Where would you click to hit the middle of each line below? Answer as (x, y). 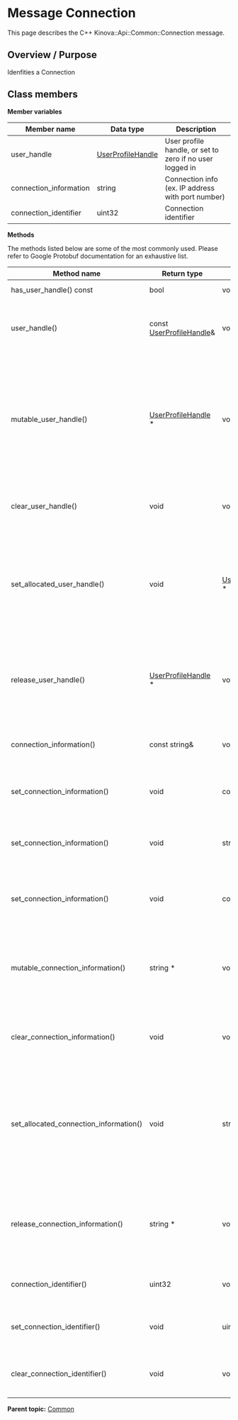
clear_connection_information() (63, 1036)
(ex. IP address (189, 188)
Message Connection (72, 13)
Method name (77, 273)
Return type (182, 273)
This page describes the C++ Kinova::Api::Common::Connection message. (116, 33)
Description (196, 129)
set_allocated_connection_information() (77, 1124)
